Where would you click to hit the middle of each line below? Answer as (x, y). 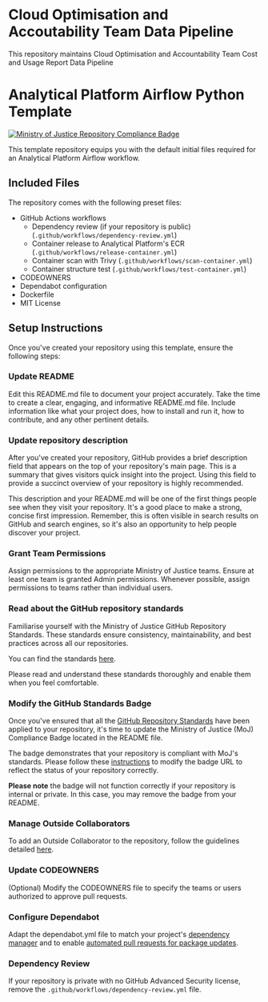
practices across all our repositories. (68, 643)
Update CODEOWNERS (54, 870)
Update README (41, 376)
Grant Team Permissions (57, 554)
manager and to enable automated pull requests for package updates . (123, 943)
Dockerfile (37, 295)
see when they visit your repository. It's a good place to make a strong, (125, 507)
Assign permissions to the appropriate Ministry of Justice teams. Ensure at (131, 571)
